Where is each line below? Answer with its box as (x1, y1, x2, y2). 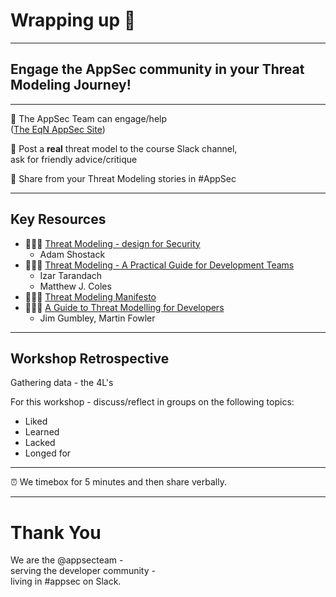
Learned (24, 426, 60, 438)
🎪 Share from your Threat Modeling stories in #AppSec (10, 172, 237, 184)
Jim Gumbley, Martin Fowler (39, 312, 156, 324)
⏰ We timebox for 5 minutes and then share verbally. (10, 476, 227, 488)
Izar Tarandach (39, 269, 103, 281)
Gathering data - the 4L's (10, 377, 114, 389)
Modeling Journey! (10, 77, 132, 94)
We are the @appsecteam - (10, 554, 124, 566)
